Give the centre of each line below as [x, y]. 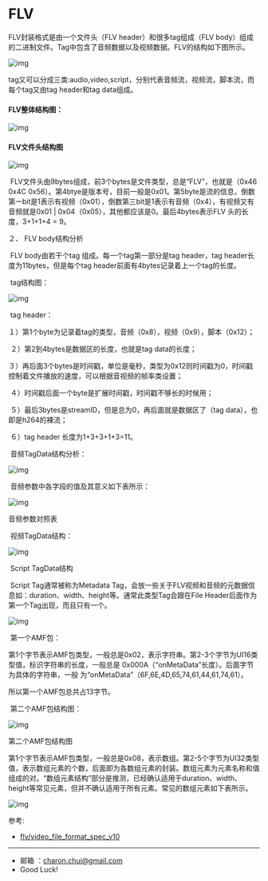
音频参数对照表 [33, 519]
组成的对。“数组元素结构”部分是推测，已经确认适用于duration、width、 [125, 778]
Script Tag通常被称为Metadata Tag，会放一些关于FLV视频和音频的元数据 [129, 585]
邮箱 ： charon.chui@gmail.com [71, 861]
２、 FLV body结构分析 [46, 239]
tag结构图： [30, 283]
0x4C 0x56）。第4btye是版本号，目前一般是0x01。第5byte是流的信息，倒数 [132, 192]
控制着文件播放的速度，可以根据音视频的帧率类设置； [96, 376]
